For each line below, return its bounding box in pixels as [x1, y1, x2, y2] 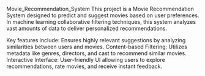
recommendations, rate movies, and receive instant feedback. [6, 63, 163, 70]
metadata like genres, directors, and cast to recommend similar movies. [6, 50, 187, 57]
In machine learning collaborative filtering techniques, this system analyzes [6, 18, 196, 25]
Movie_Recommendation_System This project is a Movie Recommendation [6, 6, 195, 12]
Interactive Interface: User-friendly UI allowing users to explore [6, 56, 165, 63]
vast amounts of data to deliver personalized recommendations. [6, 25, 168, 32]
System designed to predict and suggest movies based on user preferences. [6, 12, 199, 19]
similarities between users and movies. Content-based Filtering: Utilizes [6, 43, 188, 50]
